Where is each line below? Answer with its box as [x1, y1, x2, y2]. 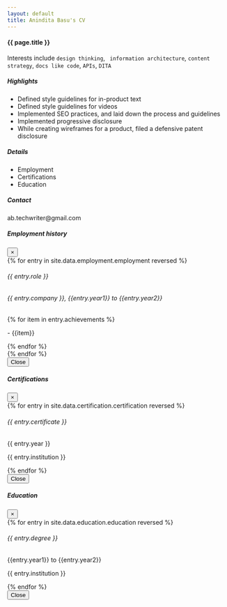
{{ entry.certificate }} [7, 417, 68, 426]
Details [7, 148, 29, 156]
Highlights [7, 77, 38, 86]
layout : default [7, 10, 54, 17]
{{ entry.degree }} [7, 534, 58, 542]
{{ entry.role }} [7, 272, 49, 281]
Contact [7, 196, 31, 204]
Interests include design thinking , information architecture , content [7, 54, 210, 62]
